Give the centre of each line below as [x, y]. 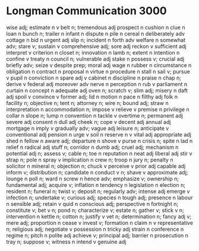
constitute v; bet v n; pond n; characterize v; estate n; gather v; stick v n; [95, 210]
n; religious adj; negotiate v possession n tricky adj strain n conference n [95, 229]
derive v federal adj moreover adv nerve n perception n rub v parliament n [97, 84]
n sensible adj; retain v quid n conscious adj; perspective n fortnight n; [92, 204]
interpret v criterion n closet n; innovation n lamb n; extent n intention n [93, 52]
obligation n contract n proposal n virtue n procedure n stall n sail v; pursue [98, 71]
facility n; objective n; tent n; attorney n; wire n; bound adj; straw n [87, 103]
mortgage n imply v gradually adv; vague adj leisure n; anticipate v [88, 128]
